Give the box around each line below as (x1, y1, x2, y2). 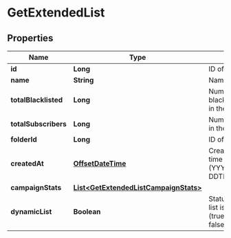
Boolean (73, 207, 101, 216)
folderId (10, 135, 38, 144)
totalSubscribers (10, 119, 67, 129)
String (73, 76, 94, 85)
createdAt (10, 159, 45, 168)
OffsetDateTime (73, 159, 126, 168)
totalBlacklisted (10, 95, 63, 105)
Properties (7, 32, 54, 44)
